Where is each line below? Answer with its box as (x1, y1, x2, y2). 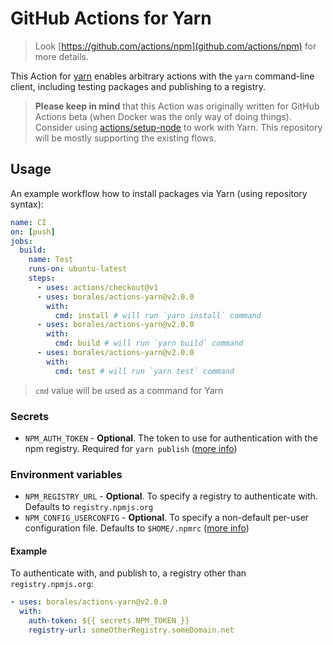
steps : (28, 273, 56, 283)
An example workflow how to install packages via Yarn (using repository (10, 187, 308, 199)
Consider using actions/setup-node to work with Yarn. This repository (34, 121, 323, 133)
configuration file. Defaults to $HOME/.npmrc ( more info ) (24, 522, 250, 534)
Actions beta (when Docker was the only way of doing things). (34, 110, 292, 122)
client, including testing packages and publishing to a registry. (10, 80, 266, 92)
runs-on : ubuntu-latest (28, 264, 128, 274)
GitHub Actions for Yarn (10, 7, 212, 30)
